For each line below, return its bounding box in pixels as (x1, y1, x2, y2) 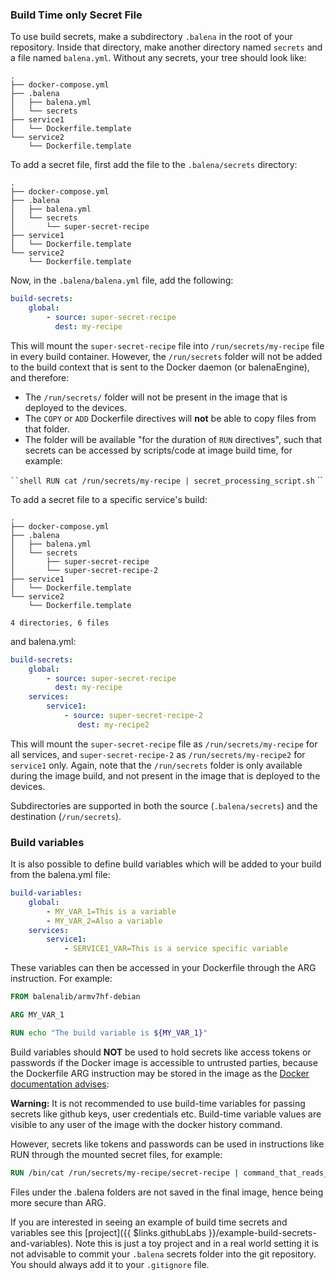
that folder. (24, 423, 70, 435)
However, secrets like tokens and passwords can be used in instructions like (10, 1138, 325, 1150)
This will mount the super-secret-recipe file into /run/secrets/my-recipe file (10, 339, 325, 352)
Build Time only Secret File (10, 8, 143, 22)
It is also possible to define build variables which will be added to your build (10, 858, 322, 870)
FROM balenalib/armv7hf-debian (10, 992, 141, 1002)
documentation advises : (10, 1078, 110, 1090)
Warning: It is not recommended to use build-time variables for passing (10, 1097, 306, 1109)
